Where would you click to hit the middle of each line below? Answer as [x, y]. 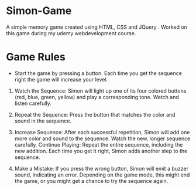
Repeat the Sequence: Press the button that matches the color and [95, 114]
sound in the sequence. [43, 121]
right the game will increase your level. [61, 79]
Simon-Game [39, 11]
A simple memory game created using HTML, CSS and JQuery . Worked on [97, 27]
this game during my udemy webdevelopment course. [71, 33]
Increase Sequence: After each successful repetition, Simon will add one [102, 132]
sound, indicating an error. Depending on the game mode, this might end [102, 175]
